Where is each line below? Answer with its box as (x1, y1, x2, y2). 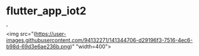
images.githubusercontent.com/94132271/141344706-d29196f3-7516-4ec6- (6, 36, 193, 43)
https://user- (35, 30, 67, 37)
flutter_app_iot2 (6, 4, 87, 18)
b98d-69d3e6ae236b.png (6, 43, 71, 50)
